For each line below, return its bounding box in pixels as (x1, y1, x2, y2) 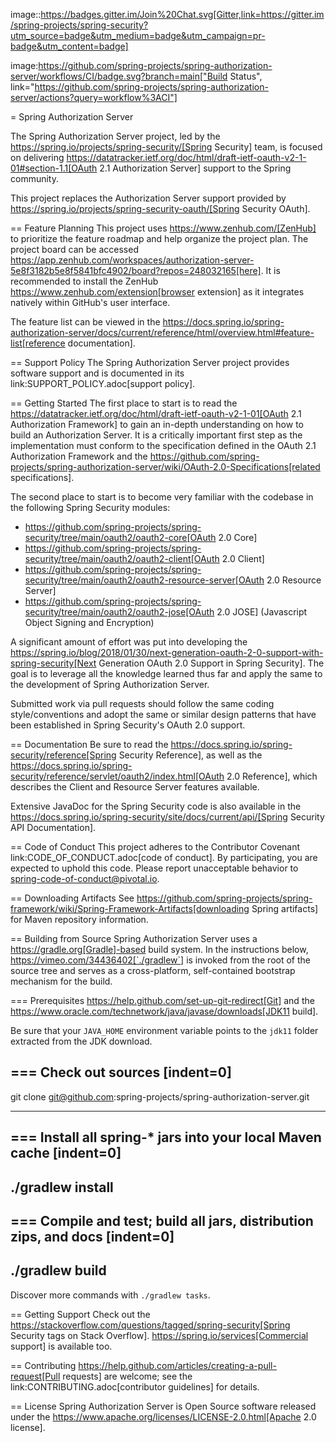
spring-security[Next (10, 657, 97, 669)
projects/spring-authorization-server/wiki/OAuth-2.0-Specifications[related (10, 461, 321, 473)
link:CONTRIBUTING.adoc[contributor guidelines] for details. (10, 1380, 260, 1393)
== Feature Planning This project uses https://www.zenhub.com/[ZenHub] (10, 222, 317, 234)
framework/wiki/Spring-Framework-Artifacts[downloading (10, 903, 250, 914)
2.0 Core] (218, 532, 258, 543)
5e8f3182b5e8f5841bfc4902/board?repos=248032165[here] (10, 265, 262, 276)
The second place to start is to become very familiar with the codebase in (10, 491, 314, 503)
